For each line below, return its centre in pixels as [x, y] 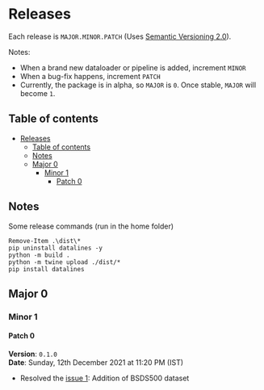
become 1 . [38, 93]
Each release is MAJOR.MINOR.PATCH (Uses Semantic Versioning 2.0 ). [120, 36]
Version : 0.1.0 [33, 354]
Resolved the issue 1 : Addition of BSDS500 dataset [105, 378]
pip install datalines [46, 269]
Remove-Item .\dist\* [45, 241]
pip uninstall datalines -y [56, 248]
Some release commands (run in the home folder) [91, 226]
